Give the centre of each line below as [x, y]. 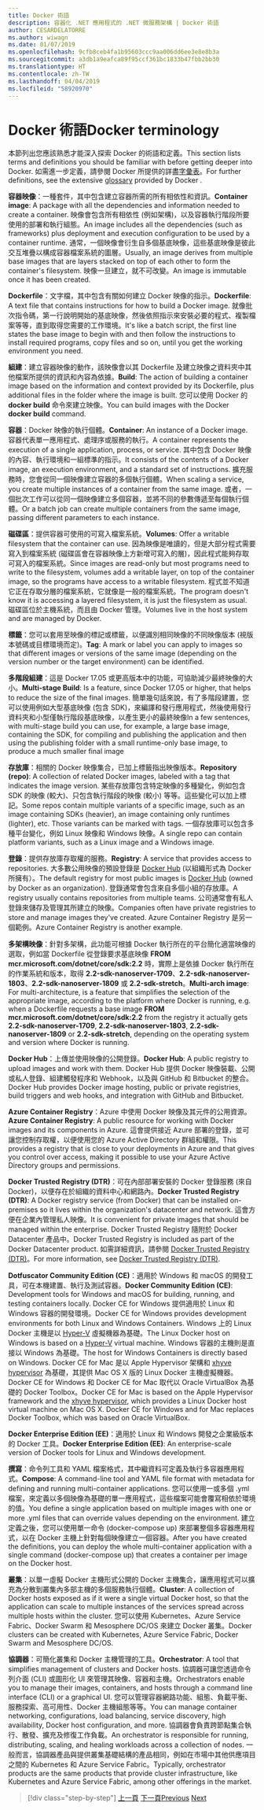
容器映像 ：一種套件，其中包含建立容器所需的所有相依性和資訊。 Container [128, 197]
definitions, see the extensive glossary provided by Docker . [105, 180]
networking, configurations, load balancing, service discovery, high [117, 1716]
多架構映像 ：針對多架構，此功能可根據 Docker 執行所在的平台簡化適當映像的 [132, 944]
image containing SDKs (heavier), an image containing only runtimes [119, 814]
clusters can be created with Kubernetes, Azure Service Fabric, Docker [123, 1635]
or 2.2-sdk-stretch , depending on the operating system [159, 1034]
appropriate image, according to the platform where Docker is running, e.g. [130, 1001]
